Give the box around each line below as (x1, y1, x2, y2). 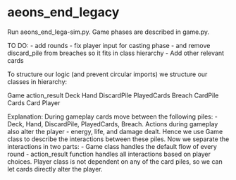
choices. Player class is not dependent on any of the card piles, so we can (7, 157, 223, 166)
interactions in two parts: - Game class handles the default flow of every (7, 142, 217, 150)
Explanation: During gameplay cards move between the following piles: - (7, 112, 218, 121)
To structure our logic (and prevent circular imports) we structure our (7, 70, 208, 78)
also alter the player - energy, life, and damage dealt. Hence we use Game (7, 127, 223, 136)
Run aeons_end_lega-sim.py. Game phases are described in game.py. (7, 28, 210, 36)
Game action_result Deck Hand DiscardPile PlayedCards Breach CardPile (7, 91, 219, 100)
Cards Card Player (7, 98, 61, 107)
